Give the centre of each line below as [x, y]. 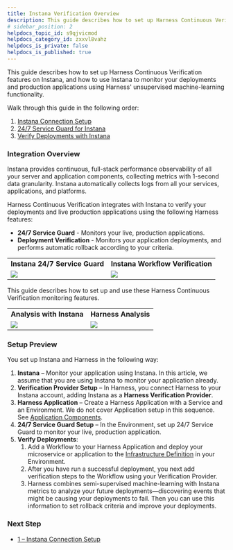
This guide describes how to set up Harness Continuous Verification [105, 72]
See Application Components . [60, 417]
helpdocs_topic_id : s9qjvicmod [52, 33]
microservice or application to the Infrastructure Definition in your [121, 454]
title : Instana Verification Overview [63, 14]
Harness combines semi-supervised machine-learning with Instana [123, 484]
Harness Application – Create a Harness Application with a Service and [120, 403]
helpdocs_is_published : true [49, 53]
